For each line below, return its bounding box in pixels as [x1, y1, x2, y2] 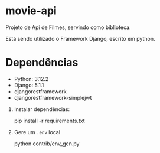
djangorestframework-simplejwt [14, 94, 92, 101]
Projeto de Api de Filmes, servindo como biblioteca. [5, 24, 131, 31]
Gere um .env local [14, 128, 60, 135]
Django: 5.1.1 [14, 82, 44, 89]
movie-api [5, 4, 57, 18]
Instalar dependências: [14, 105, 70, 113]
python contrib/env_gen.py [14, 140, 80, 147]
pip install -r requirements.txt [14, 117, 85, 124]
